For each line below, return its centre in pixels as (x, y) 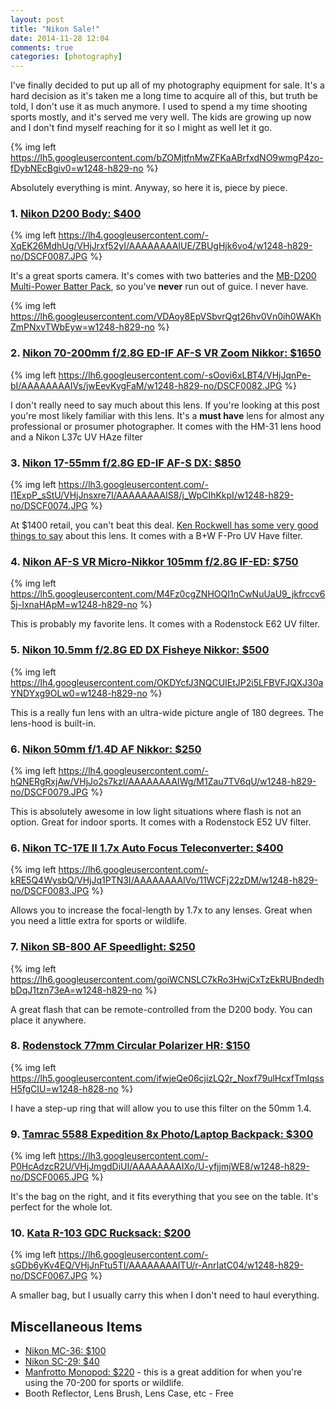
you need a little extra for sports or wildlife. (99, 921)
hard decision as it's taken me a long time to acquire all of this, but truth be (164, 96)
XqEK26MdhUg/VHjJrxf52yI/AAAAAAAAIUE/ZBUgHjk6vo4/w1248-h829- (161, 246)
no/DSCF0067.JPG (49, 1276)
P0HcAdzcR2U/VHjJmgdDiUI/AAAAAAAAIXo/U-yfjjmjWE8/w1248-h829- (160, 1167)
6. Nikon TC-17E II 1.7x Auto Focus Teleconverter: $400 (147, 848)
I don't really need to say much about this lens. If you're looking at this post (165, 405)
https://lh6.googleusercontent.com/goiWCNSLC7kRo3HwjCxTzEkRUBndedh (167, 979)
